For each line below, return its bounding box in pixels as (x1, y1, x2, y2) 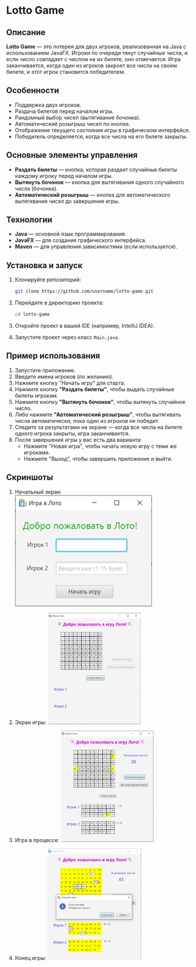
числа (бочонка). (14, 185, 58, 192)
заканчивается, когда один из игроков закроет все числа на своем (6, 62, 177, 69)
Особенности (6, 86, 59, 96)
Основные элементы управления (6, 150, 138, 161)
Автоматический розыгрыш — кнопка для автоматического (14, 191, 170, 198)
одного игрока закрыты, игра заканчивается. (14, 429, 130, 437)
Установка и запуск (6, 260, 83, 271)
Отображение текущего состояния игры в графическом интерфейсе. (14, 126, 191, 134)
